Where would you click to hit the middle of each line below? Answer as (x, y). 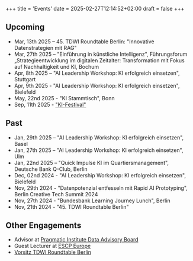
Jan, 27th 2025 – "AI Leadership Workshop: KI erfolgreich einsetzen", (99, 150)
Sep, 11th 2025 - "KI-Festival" (50, 104)
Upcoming (25, 27)
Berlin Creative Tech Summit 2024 (56, 194)
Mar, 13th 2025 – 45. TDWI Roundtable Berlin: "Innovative (84, 42)
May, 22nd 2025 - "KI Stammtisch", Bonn (64, 98)
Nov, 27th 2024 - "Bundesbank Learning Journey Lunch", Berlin (92, 200)
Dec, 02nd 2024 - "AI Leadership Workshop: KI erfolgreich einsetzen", (100, 175)
